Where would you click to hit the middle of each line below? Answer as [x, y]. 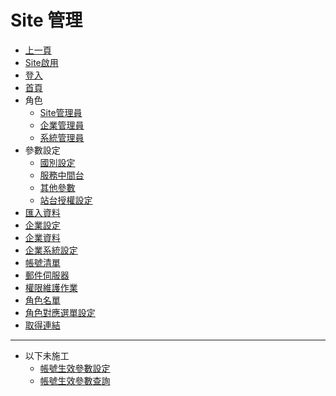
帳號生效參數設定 [75, 368]
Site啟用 [41, 62]
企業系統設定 [51, 250]
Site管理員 [61, 112]
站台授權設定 [66, 200]
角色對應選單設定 [60, 312]
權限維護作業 [51, 287]
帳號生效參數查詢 [75, 380]
